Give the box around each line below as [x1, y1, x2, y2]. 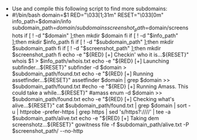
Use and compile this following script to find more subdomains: [11, 5, 168, 12]
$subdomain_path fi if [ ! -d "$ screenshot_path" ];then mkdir [11, 44, 161, 51]
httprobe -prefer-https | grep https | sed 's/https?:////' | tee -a [20, 108, 171, 115]
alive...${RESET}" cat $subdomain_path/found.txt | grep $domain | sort [11, 102, 187, 109]
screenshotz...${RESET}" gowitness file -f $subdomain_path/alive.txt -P [11, 121, 189, 128]
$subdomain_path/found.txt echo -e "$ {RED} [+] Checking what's [11, 95, 175, 102]
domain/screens [148, 24, 189, 31]
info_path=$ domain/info [11, 18, 72, 25]
